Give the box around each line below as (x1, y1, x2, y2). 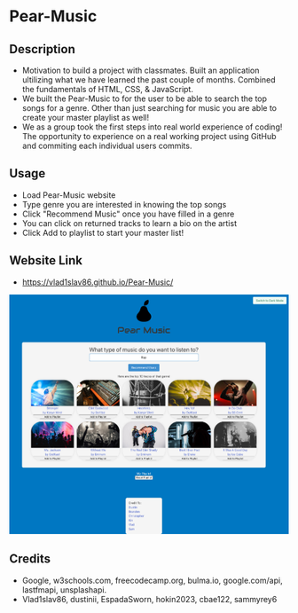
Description (9, 42, 75, 57)
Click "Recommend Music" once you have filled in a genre (21, 208, 235, 219)
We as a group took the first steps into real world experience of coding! (21, 122, 283, 132)
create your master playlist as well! (21, 113, 149, 122)
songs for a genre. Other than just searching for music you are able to (21, 103, 278, 113)
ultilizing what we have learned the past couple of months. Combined (21, 75, 277, 85)
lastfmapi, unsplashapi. (21, 584, 107, 595)
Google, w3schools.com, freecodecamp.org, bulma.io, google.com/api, (21, 575, 283, 585)
